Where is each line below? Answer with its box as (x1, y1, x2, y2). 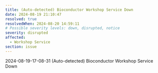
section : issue (5, 44, 37, 49)
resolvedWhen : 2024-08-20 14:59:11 (5, 21, 80, 26)
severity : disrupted (5, 30, 49, 35)
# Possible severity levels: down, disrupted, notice (5, 26, 120, 31)
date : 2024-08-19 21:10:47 (5, 12, 62, 17)
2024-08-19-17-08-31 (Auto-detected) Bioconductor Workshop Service (5, 58, 153, 64)
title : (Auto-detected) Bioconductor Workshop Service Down (5, 7, 134, 12)
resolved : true (5, 16, 37, 21)
